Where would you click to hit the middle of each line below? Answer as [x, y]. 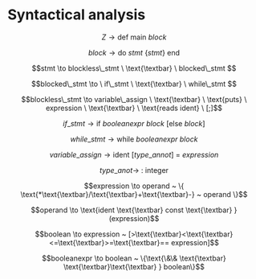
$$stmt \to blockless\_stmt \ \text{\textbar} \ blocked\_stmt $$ [134, 68]
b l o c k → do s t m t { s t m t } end [134, 52]
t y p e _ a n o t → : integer [134, 170]
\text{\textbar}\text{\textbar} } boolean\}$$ [134, 266]
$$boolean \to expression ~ [81, 234]
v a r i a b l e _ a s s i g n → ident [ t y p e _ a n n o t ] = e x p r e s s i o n [134, 154]
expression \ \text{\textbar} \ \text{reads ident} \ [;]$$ [134, 108]
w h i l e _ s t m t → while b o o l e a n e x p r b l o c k [134, 139]
